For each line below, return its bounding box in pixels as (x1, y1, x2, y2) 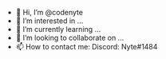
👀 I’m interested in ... (15, 16, 84, 26)
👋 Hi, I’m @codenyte (15, 8, 84, 17)
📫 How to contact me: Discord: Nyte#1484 (15, 42, 158, 51)
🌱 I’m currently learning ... (15, 25, 101, 33)
